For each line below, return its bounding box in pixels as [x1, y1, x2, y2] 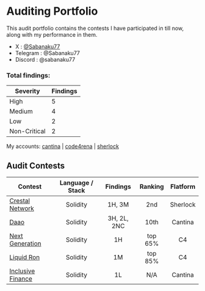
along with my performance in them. [6, 31, 98, 38]
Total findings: [6, 71, 51, 79]
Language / [59, 179, 93, 187]
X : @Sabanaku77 [15, 43, 60, 50]
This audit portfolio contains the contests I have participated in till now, [6, 24, 184, 32]
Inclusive [9, 267, 35, 276]
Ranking [139, 182, 164, 191]
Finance [9, 274, 32, 283]
